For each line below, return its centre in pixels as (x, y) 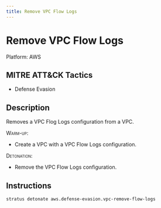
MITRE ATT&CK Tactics (49, 75)
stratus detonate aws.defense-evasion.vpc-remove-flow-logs (81, 199)
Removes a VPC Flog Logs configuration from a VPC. (70, 122)
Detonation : (19, 156)
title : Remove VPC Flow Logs (42, 11)
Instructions (29, 185)
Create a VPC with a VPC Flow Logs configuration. (75, 145)
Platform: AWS (23, 57)
